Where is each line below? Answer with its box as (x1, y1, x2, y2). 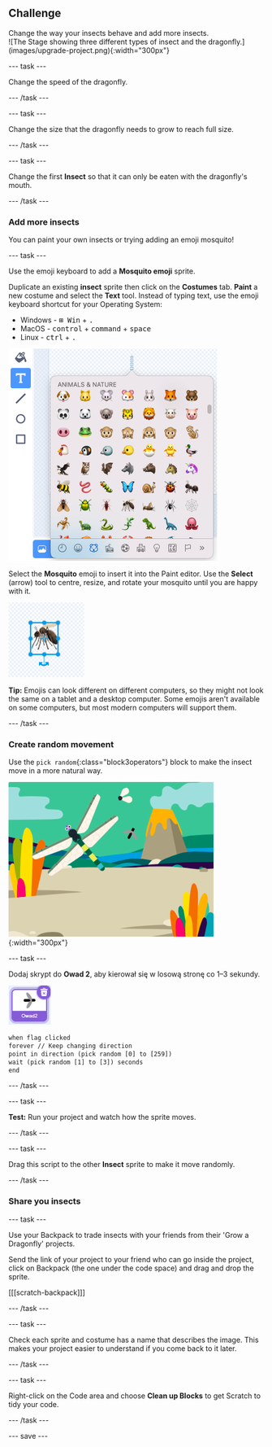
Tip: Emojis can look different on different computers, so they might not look (8, 685, 264, 695)
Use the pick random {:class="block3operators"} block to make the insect (8, 757, 253, 767)
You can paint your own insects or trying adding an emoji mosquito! (8, 235, 234, 245)
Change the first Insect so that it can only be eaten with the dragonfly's (8, 171, 248, 181)
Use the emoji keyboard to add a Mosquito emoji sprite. (8, 266, 196, 276)
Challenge (8, 7, 62, 20)
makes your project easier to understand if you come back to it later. (8, 1343, 237, 1353)
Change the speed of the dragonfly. (8, 77, 128, 86)
